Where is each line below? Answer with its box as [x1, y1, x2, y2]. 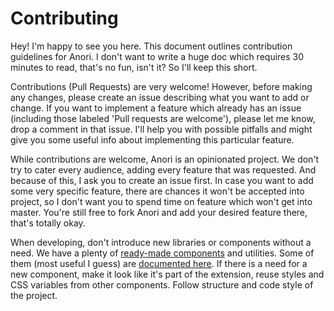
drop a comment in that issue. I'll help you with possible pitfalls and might [10, 123, 313, 135]
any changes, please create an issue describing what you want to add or [10, 91, 310, 103]
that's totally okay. [10, 217, 86, 229]
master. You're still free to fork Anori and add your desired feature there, [10, 206, 308, 218]
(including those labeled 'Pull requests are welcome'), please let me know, [10, 112, 316, 124]
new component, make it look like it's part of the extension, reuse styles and [10, 268, 325, 280]
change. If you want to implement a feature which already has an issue [10, 102, 302, 114]
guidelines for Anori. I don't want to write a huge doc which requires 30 [10, 50, 305, 62]
